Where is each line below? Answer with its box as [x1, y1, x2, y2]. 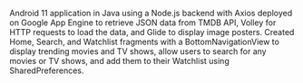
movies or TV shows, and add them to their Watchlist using [9, 56, 230, 66]
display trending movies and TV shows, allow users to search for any [9, 46, 267, 57]
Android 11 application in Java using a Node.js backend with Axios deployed [9, 8, 293, 18]
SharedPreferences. [9, 65, 84, 76]
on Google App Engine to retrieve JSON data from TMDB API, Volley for [9, 17, 277, 28]
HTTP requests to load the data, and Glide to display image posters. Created [9, 27, 295, 37]
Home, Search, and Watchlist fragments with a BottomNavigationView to [9, 36, 279, 47]
